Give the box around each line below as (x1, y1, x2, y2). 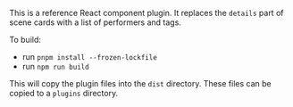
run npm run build (21, 62, 89, 71)
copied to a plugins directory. (9, 88, 119, 98)
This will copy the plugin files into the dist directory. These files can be (9, 78, 272, 88)
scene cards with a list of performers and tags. (9, 17, 181, 28)
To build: (9, 35, 42, 45)
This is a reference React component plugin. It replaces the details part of (9, 8, 284, 18)
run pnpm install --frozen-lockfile (21, 52, 158, 62)
